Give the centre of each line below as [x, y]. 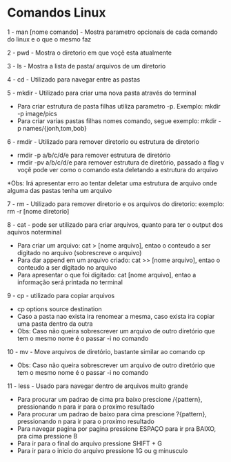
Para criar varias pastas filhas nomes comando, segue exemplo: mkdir [117, 121]
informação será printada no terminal [70, 282]
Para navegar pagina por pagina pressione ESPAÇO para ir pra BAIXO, [117, 428]
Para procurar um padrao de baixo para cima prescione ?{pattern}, [112, 414]
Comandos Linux [57, 13]
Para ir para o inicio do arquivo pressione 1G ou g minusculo [102, 450]
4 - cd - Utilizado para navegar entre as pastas [74, 79]
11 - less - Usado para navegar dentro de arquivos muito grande [98, 386]
